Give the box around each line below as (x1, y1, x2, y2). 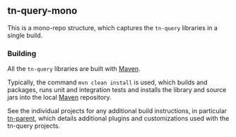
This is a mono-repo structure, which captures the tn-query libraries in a (7, 23, 218, 32)
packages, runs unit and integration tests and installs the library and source (7, 86, 227, 94)
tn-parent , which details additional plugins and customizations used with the (7, 115, 230, 123)
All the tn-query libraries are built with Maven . (7, 65, 141, 73)
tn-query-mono (7, 5, 78, 17)
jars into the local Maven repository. (7, 93, 112, 102)
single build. (7, 31, 43, 39)
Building (7, 48, 37, 58)
